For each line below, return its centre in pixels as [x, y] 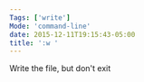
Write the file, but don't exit [60, 68]
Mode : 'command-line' [50, 26]
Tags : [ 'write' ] [40, 18]
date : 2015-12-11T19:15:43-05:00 [72, 34]
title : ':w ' [34, 43]
